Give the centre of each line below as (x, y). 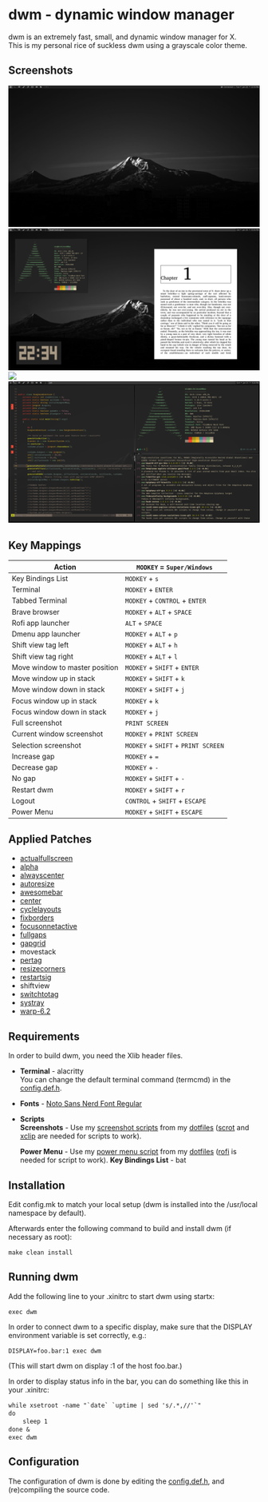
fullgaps (33, 935)
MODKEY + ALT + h (151, 645)
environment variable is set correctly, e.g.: (77, 1335)
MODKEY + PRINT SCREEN (161, 734)
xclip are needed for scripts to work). (81, 1136)
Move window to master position (65, 667)
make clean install (41, 1253)
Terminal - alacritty (51, 1071)
